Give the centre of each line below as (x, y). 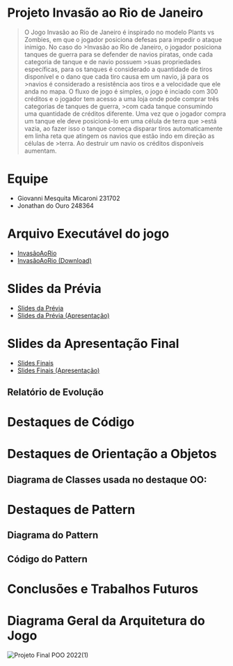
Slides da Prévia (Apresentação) (63, 315)
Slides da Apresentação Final (93, 343)
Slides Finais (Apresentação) (58, 370)
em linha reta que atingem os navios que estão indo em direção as (119, 136)
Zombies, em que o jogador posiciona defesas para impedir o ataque (123, 39)
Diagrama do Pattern (53, 535)
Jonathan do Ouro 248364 (55, 205)
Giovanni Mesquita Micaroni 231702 (69, 198)
